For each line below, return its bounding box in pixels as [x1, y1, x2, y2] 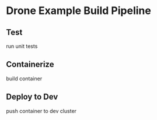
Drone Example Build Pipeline [6, 4, 152, 17]
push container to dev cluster [6, 107, 77, 114]
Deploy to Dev [6, 92, 58, 102]
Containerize [6, 59, 54, 69]
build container [6, 75, 43, 82]
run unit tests [6, 43, 38, 50]
